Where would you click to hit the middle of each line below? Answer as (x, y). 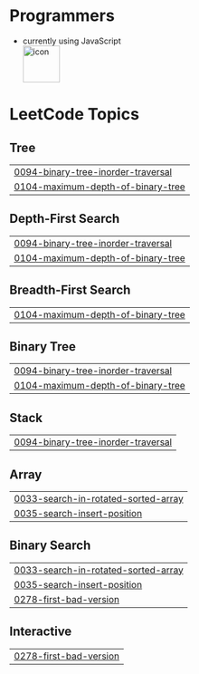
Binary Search (50, 546)
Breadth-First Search (70, 290)
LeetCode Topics (75, 115)
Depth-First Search (65, 219)
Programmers (62, 16)
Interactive (41, 632)
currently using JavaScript (71, 41)
